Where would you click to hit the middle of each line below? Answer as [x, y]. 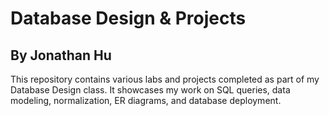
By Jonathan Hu [61, 55]
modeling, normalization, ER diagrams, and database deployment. [146, 100]
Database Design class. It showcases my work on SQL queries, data [150, 90]
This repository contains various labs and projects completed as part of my [165, 79]
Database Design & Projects [128, 18]
